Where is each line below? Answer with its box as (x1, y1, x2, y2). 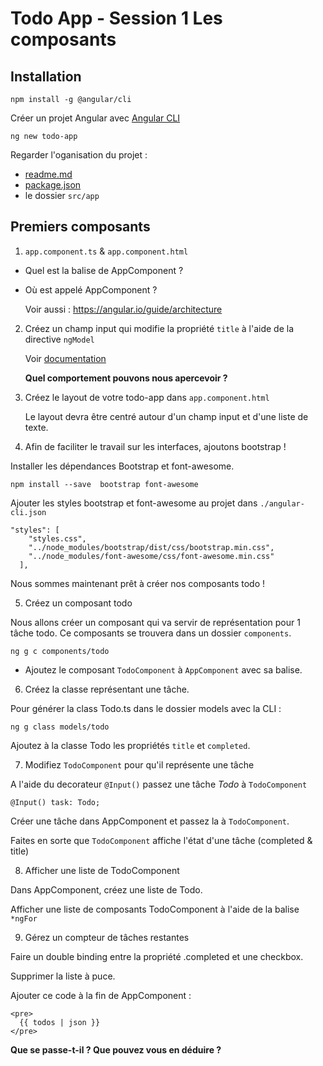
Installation (10, 68, 82, 85)
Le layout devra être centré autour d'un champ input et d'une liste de (24, 410, 309, 422)
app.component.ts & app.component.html (24, 245, 189, 257)
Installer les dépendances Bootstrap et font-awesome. (10, 460, 235, 472)
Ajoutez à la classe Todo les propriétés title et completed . (10, 739, 251, 751)
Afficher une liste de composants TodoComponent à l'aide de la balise (10, 903, 300, 915)
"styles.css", (28, 533, 87, 544)
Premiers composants (10, 218, 151, 236)
